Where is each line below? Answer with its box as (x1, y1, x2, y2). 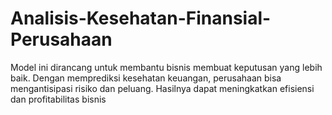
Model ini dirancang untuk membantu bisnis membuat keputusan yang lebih (10, 61, 323, 73)
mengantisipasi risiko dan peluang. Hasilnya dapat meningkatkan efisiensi (10, 82, 315, 94)
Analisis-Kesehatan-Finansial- (10, 7, 272, 30)
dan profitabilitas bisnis (10, 93, 107, 105)
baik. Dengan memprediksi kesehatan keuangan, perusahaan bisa (10, 72, 282, 84)
